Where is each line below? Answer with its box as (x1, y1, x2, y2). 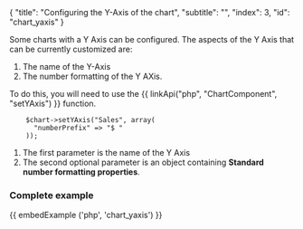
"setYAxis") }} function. (9, 98, 97, 109)
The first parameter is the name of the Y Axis (22, 148, 191, 157)
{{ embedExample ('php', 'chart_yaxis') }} (9, 210, 163, 221)
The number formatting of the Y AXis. (22, 71, 163, 81)
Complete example (9, 188, 94, 201)
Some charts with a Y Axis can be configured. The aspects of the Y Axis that (9, 34, 295, 44)
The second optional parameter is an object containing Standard (22, 157, 264, 167)
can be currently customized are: (9, 43, 133, 54)
